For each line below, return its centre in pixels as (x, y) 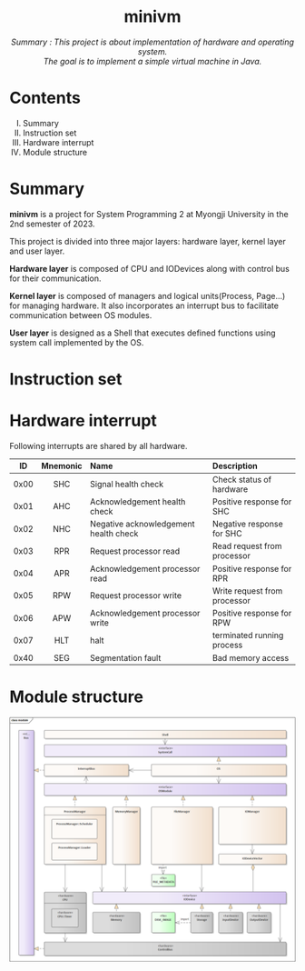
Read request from (247, 546)
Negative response (247, 524)
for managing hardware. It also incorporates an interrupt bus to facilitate (144, 305)
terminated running (248, 636)
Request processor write (136, 596)
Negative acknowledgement (143, 524)
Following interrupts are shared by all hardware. (98, 445)
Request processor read (135, 551)
